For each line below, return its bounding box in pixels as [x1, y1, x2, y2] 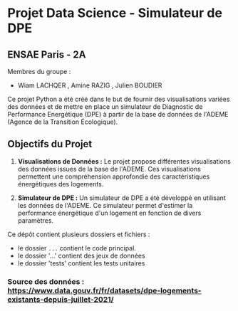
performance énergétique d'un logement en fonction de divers [17, 209, 202, 217]
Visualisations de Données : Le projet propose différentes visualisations [17, 157, 232, 165]
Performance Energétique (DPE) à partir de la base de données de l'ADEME [7, 110, 229, 118]
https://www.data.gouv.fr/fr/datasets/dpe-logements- [7, 285, 202, 295]
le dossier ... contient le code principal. [17, 243, 137, 252]
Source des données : [7, 276, 85, 286]
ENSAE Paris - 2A [7, 48, 86, 60]
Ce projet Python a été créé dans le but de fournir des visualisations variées [7, 95, 230, 103]
